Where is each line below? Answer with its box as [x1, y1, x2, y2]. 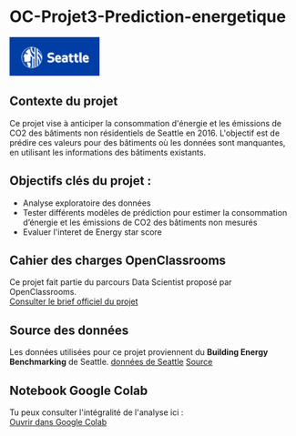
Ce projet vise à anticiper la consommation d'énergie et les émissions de [9, 117, 282, 128]
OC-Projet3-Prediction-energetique [9, 6, 287, 27]
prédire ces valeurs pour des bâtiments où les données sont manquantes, [9, 137, 286, 147]
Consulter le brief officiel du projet [9, 296, 138, 307]
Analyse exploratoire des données [22, 198, 152, 208]
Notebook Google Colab [9, 382, 148, 398]
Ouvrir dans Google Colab [9, 417, 107, 427]
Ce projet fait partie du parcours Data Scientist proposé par [9, 277, 232, 288]
